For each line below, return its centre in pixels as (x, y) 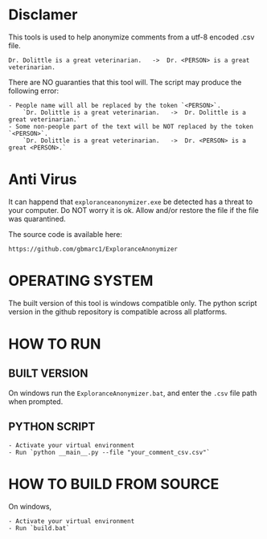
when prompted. (36, 401)
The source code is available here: (66, 234)
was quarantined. (37, 218)
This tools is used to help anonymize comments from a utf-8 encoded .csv (131, 37)
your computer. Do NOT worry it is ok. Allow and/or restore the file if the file (133, 210)
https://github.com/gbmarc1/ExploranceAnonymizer (93, 249)
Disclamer (43, 15)
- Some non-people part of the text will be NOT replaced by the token (131, 126)
